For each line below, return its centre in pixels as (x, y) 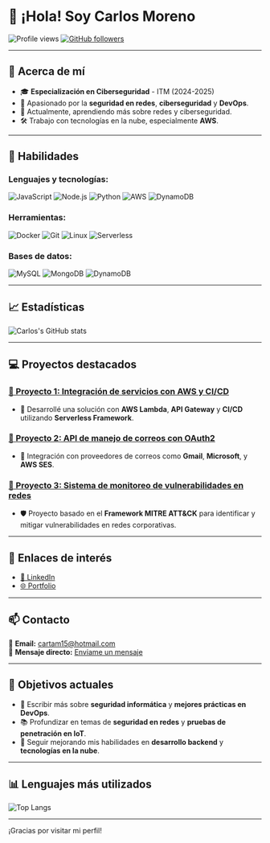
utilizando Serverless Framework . (77, 417)
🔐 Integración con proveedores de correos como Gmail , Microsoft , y (133, 456)
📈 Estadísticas (47, 308)
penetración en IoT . (53, 733)
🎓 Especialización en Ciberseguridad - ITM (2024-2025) (117, 91)
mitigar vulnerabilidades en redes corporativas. (98, 525)
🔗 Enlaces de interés (60, 558)
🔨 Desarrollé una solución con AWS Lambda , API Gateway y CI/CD (131, 409)
